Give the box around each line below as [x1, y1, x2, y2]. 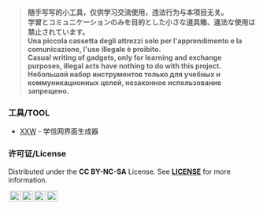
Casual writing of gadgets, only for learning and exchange [27, 53, 222, 62]
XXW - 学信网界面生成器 [19, 127, 99, 136]
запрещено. [27, 87, 69, 95]
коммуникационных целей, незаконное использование [27, 78, 222, 87]
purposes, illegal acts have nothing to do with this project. [27, 61, 222, 70]
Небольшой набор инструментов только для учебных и [27, 70, 221, 79]
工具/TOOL [8, 107, 50, 118]
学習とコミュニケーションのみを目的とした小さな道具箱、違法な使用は [27, 17, 256, 27]
